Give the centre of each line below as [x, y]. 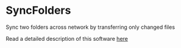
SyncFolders [38, 10]
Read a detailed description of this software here [67, 38]
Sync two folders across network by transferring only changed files [90, 27]
